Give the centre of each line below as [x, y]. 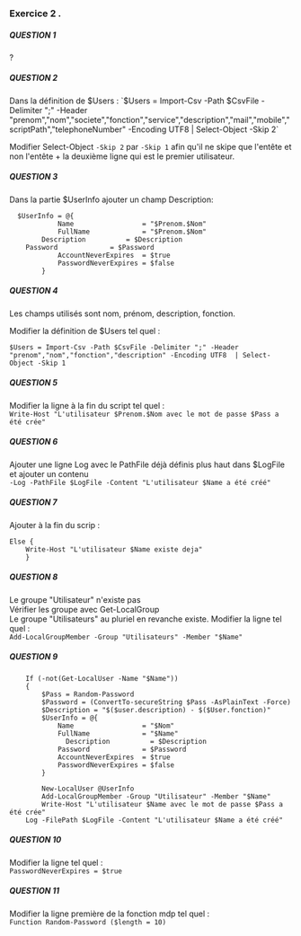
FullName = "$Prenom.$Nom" [132, 232]
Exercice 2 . [35, 13]
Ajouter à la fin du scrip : [55, 525]
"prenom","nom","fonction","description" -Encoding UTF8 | [124, 355]
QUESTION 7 [33, 502]
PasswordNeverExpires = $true [66, 871]
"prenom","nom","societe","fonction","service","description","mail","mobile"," [150, 119]
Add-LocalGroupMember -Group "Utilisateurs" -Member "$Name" [126, 637]
